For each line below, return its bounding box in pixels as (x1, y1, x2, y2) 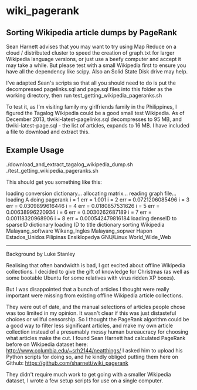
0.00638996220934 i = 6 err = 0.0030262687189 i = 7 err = (6, 209, 152, 216)
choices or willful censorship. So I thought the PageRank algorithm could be (6, 315, 189, 322)
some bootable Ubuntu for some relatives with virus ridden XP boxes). (6, 274, 176, 281)
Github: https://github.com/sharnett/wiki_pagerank (6, 359, 129, 367)
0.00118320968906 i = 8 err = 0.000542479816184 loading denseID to (6, 214, 177, 221)
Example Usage (6, 145, 64, 155)
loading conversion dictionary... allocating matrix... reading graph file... (6, 190, 177, 197)
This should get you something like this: (6, 178, 102, 186)
